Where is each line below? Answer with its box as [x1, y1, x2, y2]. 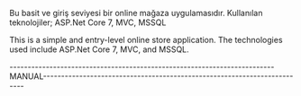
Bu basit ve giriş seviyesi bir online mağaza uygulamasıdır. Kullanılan [9, 8, 263, 18]
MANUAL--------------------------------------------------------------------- [9, 71, 294, 82]
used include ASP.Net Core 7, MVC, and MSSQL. [9, 44, 189, 55]
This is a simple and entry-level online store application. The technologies [9, 35, 283, 45]
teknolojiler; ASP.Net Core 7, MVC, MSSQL [9, 17, 167, 28]
